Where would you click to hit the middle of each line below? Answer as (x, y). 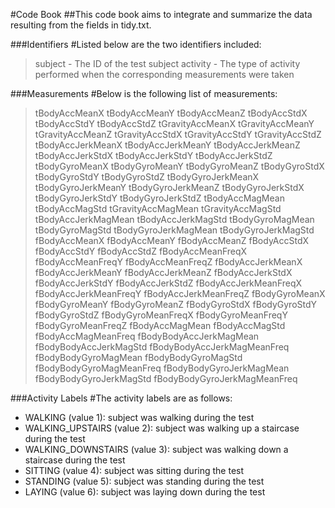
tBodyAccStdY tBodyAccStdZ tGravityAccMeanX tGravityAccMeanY (174, 123)
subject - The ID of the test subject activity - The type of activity (167, 63)
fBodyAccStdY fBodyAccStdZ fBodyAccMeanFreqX (141, 251)
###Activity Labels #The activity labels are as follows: (121, 398)
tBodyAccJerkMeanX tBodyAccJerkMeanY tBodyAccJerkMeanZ (167, 145)
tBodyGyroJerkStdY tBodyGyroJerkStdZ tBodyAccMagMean (159, 198)
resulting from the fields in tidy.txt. (81, 25)
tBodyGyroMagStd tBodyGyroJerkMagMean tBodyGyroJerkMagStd (174, 230)
